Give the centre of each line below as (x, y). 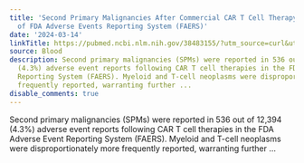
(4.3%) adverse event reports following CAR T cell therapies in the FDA (142, 129)
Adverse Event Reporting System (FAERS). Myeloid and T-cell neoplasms (146, 139)
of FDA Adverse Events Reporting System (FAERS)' (113, 26)
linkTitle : (30, 43)
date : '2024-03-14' (46, 34)
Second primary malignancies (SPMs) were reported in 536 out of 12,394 (146, 120)
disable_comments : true (54, 93)
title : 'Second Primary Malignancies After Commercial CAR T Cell (137, 18)
